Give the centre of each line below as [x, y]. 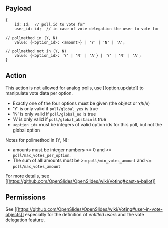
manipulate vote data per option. [39, 93]
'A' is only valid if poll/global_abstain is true [59, 119]
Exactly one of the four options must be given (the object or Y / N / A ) [81, 103]
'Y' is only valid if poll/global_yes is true [55, 108]
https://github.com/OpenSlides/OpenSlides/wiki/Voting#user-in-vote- [90, 209]
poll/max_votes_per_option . [41, 155]
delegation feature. [25, 220]
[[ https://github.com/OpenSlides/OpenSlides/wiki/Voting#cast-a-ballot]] [80, 181]
